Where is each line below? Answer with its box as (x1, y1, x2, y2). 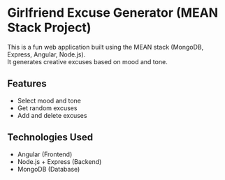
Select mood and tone (17, 96, 82, 105)
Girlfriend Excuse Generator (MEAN (7, 5, 219, 21)
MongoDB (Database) (17, 165, 80, 173)
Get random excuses (17, 103, 78, 112)
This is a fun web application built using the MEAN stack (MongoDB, (7, 43, 204, 51)
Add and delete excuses (17, 111, 87, 119)
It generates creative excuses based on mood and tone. (7, 57, 168, 66)
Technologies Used (7, 131, 93, 144)
